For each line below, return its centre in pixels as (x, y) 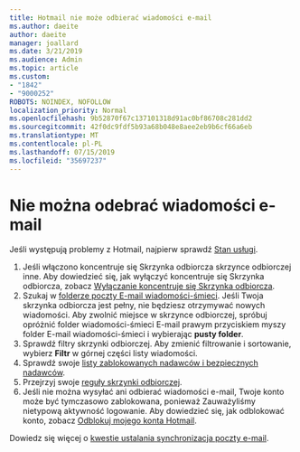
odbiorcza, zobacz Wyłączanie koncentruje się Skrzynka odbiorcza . (149, 287)
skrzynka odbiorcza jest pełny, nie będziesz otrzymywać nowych (144, 306)
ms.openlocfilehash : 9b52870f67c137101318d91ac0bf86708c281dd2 (131, 118)
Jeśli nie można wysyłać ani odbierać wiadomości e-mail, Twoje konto (153, 392)
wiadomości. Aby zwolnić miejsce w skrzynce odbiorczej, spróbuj (145, 315)
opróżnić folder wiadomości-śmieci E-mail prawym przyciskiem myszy (154, 325)
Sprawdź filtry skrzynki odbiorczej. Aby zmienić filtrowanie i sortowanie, (157, 344)
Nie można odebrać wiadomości (132, 205)
